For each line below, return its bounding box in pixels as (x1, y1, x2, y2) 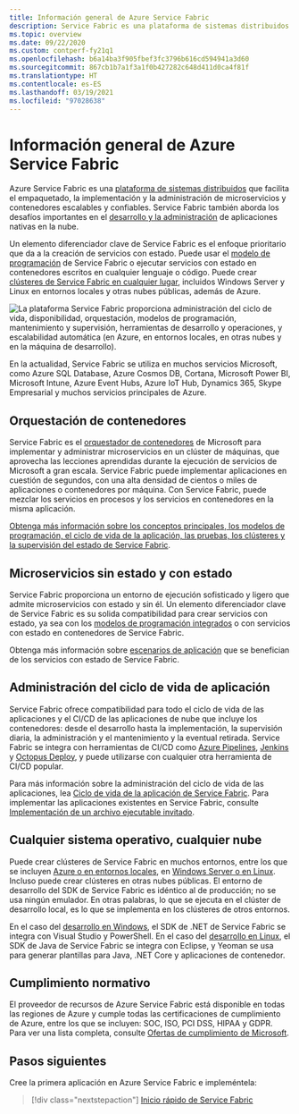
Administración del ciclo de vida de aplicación (9, 680, 270, 696)
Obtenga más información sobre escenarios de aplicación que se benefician (9, 645, 290, 655)
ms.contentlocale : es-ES (9, 80, 102, 89)
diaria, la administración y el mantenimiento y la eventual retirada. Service (9, 732, 281, 743)
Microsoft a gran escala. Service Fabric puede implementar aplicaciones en (9, 466, 287, 477)
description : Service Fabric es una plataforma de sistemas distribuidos (9, 21, 290, 30)
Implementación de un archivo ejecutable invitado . (9, 806, 195, 817)
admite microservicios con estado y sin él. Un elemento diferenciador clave (9, 598, 287, 609)
